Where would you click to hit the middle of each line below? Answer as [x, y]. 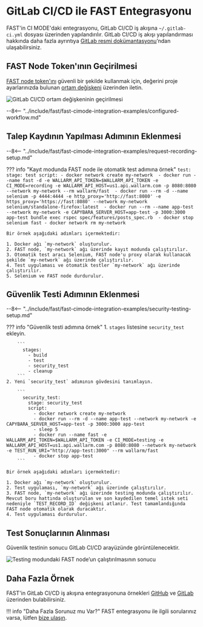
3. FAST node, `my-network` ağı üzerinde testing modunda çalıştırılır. [100, 493]
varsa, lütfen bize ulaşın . [37, 618]
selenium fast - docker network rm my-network [66, 223]
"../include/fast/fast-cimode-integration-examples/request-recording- [110, 151]
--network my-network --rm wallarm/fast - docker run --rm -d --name [97, 191]
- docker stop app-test [63, 456]
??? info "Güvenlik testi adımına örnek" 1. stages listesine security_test [95, 327]
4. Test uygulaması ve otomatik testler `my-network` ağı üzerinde [93, 265]
